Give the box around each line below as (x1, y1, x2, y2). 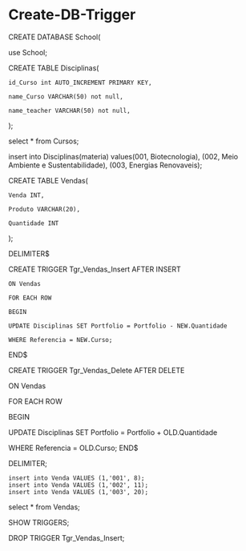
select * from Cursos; (8, 136, 79, 146)
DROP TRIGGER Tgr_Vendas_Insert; (8, 533, 125, 542)
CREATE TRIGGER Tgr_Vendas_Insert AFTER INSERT (8, 264, 182, 274)
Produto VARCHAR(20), (8, 205, 81, 213)
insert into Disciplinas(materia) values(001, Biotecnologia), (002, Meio (8, 151, 239, 161)
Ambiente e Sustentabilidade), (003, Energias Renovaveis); (8, 160, 203, 170)
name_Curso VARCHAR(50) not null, (8, 92, 124, 101)
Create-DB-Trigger (8, 6, 136, 24)
